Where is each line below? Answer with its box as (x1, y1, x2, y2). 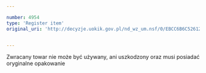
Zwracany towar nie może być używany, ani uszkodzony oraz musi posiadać (6, 53, 200, 61)
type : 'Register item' (6, 20, 64, 26)
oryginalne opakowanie (6, 60, 66, 67)
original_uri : (6, 26, 43, 32)
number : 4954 (6, 14, 40, 20)
